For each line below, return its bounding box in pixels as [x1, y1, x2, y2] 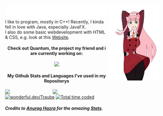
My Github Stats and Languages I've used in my [7, 73, 106, 79]
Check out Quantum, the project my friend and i [7, 45, 106, 51]
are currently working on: [30, 50, 83, 56]
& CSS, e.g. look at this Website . [5, 34, 70, 40]
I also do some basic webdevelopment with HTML [5, 29, 106, 35]
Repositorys [43, 78, 69, 84]
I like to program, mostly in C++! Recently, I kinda [5, 18, 104, 25]
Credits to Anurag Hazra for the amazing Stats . [5, 105, 103, 111]
